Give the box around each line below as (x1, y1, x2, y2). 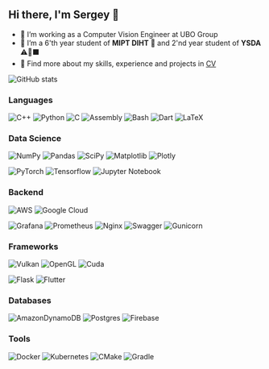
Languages (8, 94, 54, 106)
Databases (8, 295, 52, 306)
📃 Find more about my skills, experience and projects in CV (19, 58, 217, 68)
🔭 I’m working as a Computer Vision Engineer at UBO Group (19, 29, 218, 39)
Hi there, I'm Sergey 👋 (8, 8, 119, 22)
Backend (8, 187, 44, 198)
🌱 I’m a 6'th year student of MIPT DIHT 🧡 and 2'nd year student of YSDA (19, 38, 262, 48)
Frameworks (8, 241, 59, 252)
